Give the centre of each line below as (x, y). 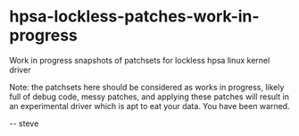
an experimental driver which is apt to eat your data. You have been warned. (149, 106)
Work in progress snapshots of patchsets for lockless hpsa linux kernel (140, 60)
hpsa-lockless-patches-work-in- (135, 17)
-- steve (24, 123)
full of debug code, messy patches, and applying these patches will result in (149, 97)
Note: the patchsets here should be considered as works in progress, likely (147, 87)
